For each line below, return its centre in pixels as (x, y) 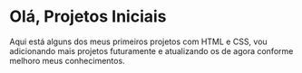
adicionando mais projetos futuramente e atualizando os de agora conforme (151, 50)
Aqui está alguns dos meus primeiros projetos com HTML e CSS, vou (138, 41)
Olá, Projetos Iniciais (88, 17)
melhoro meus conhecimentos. (67, 60)
